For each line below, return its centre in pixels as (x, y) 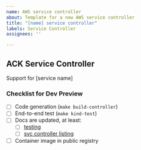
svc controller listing (49, 134)
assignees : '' (24, 34)
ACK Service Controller (50, 64)
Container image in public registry (56, 140)
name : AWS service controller (44, 12)
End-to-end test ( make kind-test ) (56, 113)
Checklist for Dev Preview (45, 94)
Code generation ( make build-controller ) (66, 107)
